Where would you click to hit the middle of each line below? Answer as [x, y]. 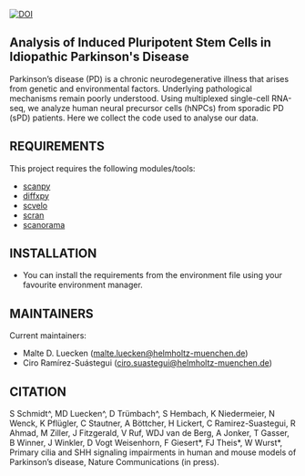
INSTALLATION [53, 254]
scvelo [35, 205]
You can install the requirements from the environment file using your [152, 275]
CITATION [38, 392]
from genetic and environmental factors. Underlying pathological [131, 88]
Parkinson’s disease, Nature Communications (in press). [115, 462]
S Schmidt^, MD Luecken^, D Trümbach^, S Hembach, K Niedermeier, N [142, 414]
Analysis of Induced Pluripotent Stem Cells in [140, 42]
